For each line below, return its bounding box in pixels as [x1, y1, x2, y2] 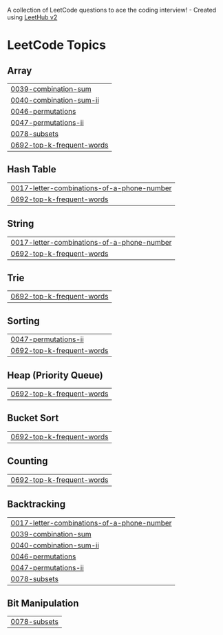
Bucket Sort [7, 412, 59, 424]
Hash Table [7, 163, 56, 175]
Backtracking [7, 498, 66, 510]
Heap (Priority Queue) [7, 369, 103, 381]
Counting [7, 455, 48, 467]
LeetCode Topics [7, 37, 107, 53]
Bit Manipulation [7, 597, 79, 609]
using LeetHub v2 [7, 13, 58, 21]
